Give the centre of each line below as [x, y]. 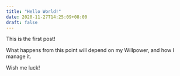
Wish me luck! [23, 68]
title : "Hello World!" [34, 11]
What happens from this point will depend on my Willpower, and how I [90, 50]
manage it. [19, 57]
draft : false [22, 22]
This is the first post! [31, 39]
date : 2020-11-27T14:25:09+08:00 [47, 17]
